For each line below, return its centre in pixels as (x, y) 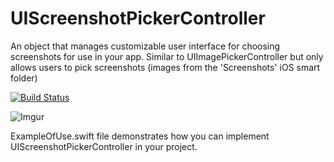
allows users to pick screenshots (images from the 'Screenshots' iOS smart (165, 67)
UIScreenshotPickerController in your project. (104, 146)
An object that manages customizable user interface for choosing (145, 46)
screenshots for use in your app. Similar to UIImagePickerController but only (167, 56)
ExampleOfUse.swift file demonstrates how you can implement (140, 136)
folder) (24, 78)
